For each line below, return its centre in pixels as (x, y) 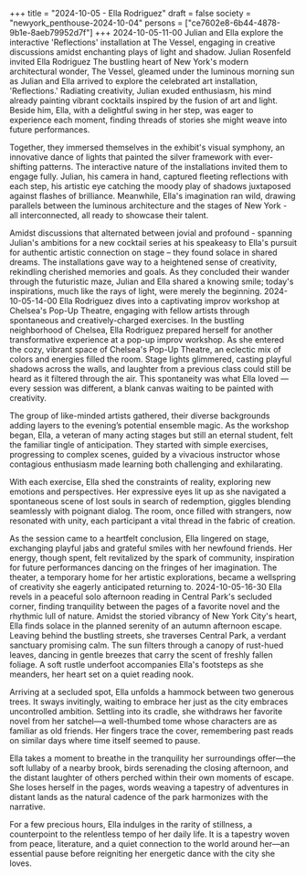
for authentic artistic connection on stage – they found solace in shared (143, 252)
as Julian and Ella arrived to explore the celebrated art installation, (134, 81)
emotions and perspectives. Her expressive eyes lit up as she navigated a (148, 491)
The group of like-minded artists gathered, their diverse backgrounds (140, 416)
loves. (21, 863)
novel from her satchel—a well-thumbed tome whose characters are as (143, 721)
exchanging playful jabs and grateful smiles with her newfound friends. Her (151, 548)
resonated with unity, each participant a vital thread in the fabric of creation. (153, 521)
